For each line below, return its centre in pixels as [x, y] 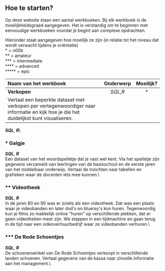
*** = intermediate [24, 60]
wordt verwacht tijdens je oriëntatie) [42, 45]
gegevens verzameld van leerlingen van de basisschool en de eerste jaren [80, 164]
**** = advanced [22, 66]
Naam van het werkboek [37, 83]
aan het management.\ [28, 263]
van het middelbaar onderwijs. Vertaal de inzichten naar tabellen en [73, 170]
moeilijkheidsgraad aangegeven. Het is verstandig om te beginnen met [77, 25]
